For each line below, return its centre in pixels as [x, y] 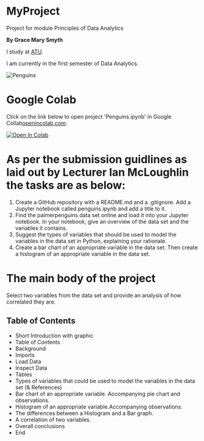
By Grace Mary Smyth [35, 40]
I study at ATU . [25, 51]
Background [30, 349]
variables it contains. [41, 228]
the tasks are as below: [66, 185]
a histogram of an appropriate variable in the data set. [83, 254]
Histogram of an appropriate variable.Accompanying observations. [99, 406]
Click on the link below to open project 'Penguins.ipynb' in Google [89, 116]
